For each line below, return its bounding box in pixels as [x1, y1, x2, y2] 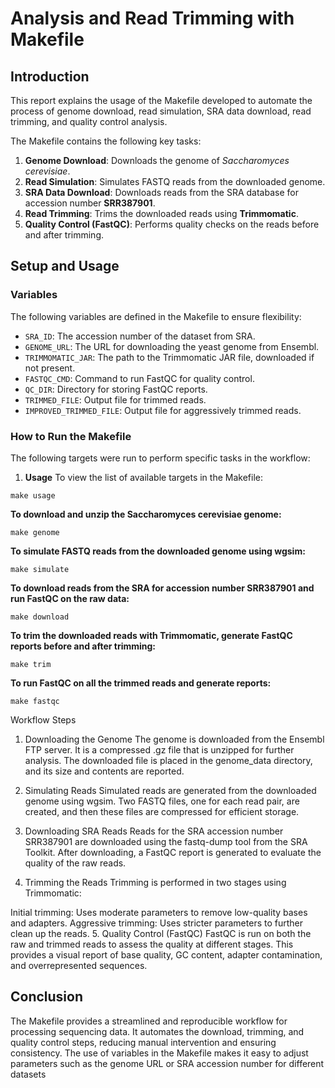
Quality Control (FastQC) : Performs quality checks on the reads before [24, 218, 320, 230]
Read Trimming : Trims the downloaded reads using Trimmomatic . [24, 208, 299, 219]
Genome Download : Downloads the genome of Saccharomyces [24, 155, 290, 166]
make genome [10, 527, 60, 537]
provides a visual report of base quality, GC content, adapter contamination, [10, 948, 323, 961]
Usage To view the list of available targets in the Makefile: [24, 471, 263, 483]
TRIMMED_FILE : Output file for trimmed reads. [24, 393, 207, 406]
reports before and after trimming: [10, 640, 157, 652]
